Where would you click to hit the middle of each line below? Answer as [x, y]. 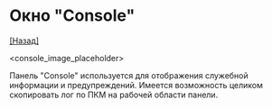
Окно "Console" [72, 16]
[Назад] [24, 41]
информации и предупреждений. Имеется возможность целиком [136, 85]
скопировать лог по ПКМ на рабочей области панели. [114, 95]
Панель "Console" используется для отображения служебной [129, 75]
